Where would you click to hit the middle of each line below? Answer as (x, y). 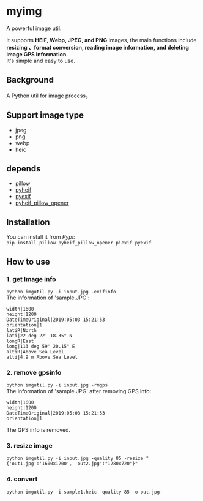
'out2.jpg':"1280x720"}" (106, 464)
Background (30, 80)
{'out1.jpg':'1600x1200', (39, 464)
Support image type (45, 115)
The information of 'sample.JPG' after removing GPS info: (79, 391)
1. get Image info (31, 279)
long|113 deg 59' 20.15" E (41, 346)
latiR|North (21, 330)
